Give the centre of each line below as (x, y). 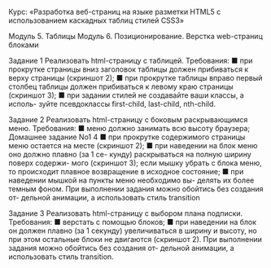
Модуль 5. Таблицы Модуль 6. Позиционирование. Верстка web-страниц (135, 36)
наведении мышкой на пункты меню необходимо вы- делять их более (131, 180)
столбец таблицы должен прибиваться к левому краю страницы (121, 86)
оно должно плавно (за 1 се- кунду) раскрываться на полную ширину (130, 154)
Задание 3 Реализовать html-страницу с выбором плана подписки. (126, 213)
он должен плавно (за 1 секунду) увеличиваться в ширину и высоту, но (133, 231)
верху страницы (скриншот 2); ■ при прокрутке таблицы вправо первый (135, 78)
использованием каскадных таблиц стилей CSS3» (96, 20)
